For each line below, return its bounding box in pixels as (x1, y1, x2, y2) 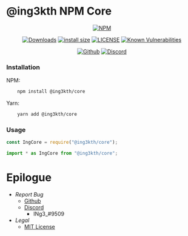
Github (24, 197, 41, 204)
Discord (24, 203, 44, 211)
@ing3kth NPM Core (6, 4, 112, 18)
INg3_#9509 (33, 210, 65, 217)
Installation (6, 62, 41, 71)
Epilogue (6, 171, 52, 184)
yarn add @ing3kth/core (17, 111, 78, 118)
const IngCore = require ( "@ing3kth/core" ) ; (6, 140, 118, 146)
